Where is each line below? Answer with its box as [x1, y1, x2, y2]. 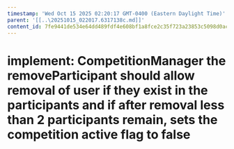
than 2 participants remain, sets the [7, 112, 218, 128]
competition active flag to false [7, 126, 191, 142]
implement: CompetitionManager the [7, 53, 226, 69]
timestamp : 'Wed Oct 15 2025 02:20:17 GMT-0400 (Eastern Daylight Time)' [7, 10, 226, 17]
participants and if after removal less [7, 97, 225, 113]
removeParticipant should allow [7, 67, 195, 83]
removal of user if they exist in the [7, 82, 208, 98]
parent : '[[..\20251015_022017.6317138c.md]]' [7, 17, 145, 24]
